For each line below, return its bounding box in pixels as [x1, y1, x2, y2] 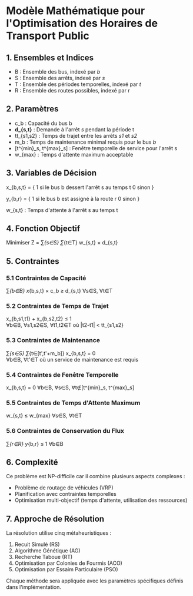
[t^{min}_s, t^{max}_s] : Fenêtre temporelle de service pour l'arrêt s [14, 144, 178, 151]
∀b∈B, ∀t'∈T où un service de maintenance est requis [6, 356, 138, 363]
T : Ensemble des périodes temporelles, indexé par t [14, 81, 141, 88]
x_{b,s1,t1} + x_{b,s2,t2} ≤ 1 [6, 315, 72, 322]
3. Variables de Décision [6, 168, 97, 178]
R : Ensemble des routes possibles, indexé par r [14, 87, 131, 94]
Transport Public [6, 29, 90, 42]
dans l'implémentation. [6, 584, 62, 591]
